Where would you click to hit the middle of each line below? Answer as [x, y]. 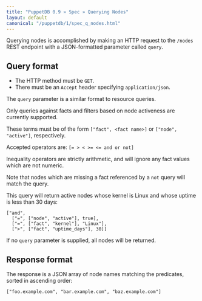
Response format [39, 259]
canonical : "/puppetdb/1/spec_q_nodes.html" [63, 23]
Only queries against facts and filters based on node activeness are [91, 111]
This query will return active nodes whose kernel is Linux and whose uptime [101, 196]
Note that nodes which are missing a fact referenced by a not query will [96, 178]
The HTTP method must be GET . [55, 81]
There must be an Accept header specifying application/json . [93, 87]
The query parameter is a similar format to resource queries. [81, 99]
